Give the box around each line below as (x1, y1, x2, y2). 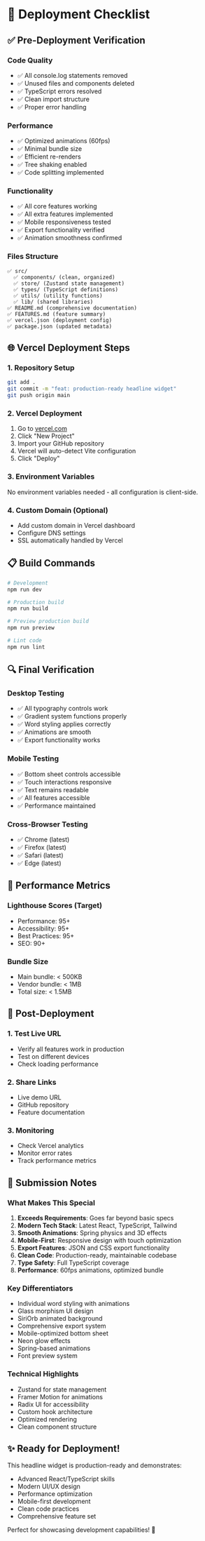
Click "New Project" (17, 432, 75, 441)
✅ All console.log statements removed (17, 71, 128, 79)
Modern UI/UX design (17, 1482, 80, 1490)
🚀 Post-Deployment (7, 1008, 94, 1020)
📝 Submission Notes (7, 1177, 97, 1189)
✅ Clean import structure (17, 95, 90, 103)
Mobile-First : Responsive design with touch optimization (17, 1236, 182, 1245)
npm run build (7, 605, 49, 613)
